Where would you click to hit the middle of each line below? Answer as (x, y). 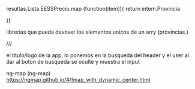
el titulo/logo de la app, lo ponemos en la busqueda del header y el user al (98, 55)
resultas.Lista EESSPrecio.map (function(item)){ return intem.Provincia (93, 9)
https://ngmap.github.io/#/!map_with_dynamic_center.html (78, 80)
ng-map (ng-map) (28, 73)
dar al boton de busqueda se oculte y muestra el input (73, 62)
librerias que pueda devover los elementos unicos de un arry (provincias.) (97, 32)
